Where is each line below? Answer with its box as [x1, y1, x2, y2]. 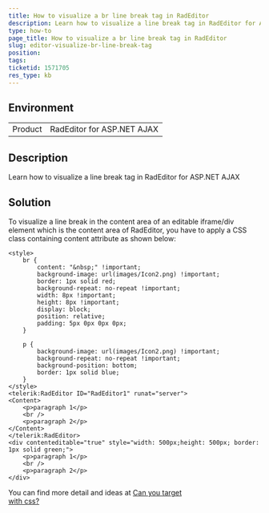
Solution [8, 196, 51, 209]
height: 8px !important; [37, 298, 120, 307]
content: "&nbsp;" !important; [37, 264, 142, 272]
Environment [8, 101, 74, 115]
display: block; [37, 305, 91, 313]
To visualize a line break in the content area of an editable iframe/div [8, 217, 235, 227]
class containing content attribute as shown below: [8, 234, 176, 244]
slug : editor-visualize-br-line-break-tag [8, 42, 152, 50]
